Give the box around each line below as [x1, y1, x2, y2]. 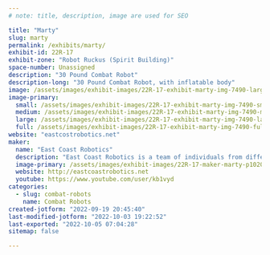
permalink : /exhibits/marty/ [8, 41, 106, 49]
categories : [8, 183, 48, 191]
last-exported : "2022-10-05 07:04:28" [8, 220, 138, 229]
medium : [15, 108, 42, 116]
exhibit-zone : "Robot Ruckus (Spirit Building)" [8, 56, 174, 64]
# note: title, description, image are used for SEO [8, 11, 189, 20]
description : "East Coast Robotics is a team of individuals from [15, 153, 243, 161]
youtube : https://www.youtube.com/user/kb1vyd [15, 176, 174, 184]
